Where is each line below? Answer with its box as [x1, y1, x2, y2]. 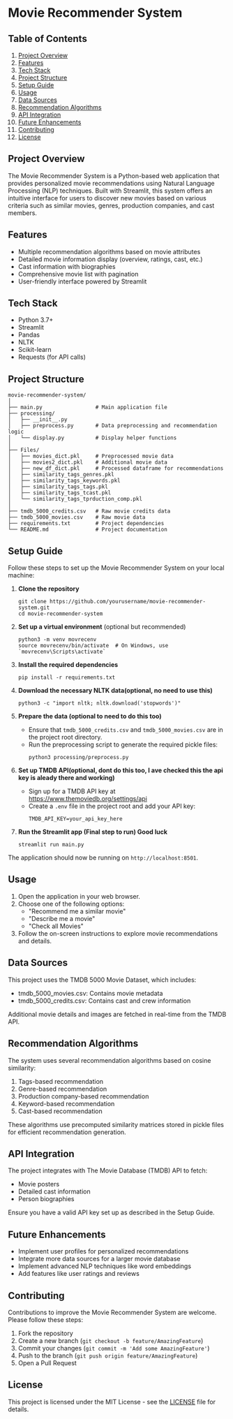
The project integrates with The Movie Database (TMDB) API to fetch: [8, 1166, 208, 1175]
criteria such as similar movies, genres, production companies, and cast [8, 201, 215, 209]
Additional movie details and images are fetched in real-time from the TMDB [8, 1010, 227, 1018]
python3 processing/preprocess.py [28, 754, 129, 761]
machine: [8, 571, 35, 580]
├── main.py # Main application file [8, 404, 168, 411]
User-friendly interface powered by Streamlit [17, 277, 147, 286]
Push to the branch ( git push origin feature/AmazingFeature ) [17, 1351, 198, 1360]
